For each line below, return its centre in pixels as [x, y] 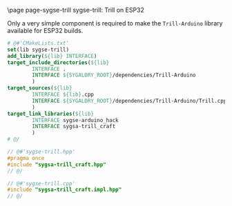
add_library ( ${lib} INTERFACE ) [52, 56]
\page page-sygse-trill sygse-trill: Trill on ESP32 [76, 10]
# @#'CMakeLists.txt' [38, 43]
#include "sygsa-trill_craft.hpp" [57, 165]
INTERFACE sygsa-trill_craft [74, 127]
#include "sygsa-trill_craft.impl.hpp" [65, 190]
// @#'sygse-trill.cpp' [41, 183]
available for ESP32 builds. [45, 31]
